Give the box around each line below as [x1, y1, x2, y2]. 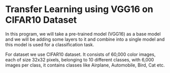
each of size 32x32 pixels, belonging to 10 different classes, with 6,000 [5, 56, 154, 62]
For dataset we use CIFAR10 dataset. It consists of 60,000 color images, [5, 51, 156, 57]
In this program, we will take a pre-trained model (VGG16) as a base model [5, 31, 161, 37]
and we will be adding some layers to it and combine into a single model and [5, 36, 165, 42]
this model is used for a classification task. [5, 41, 94, 47]
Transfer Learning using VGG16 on [5, 4, 153, 15]
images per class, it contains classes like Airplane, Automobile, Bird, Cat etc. [5, 62, 165, 68]
